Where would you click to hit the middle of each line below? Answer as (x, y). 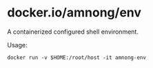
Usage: (17, 45)
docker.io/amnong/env (74, 13)
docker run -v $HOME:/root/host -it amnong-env (77, 57)
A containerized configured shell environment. (73, 32)
